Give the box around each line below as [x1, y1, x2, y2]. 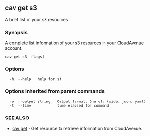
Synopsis [5, 29, 28, 35]
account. [5, 45, 23, 51]
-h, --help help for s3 [9, 77, 62, 82]
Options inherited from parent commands [5, 88, 105, 95]
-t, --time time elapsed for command [9, 103, 109, 108]
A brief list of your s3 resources [5, 17, 68, 22]
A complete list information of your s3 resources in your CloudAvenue [5, 40, 144, 46]
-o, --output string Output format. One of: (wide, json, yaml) [9, 99, 146, 104]
